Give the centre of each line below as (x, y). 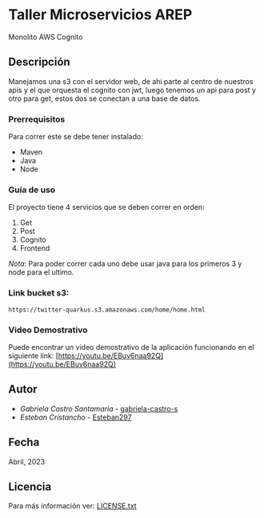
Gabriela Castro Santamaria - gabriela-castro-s (99, 408)
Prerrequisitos (37, 119)
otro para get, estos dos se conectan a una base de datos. (104, 98)
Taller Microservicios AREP (100, 15)
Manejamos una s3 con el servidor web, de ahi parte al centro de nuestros (131, 81)
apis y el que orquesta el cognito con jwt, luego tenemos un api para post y (132, 90)
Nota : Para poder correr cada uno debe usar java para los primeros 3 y (125, 264)
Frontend (35, 248)
